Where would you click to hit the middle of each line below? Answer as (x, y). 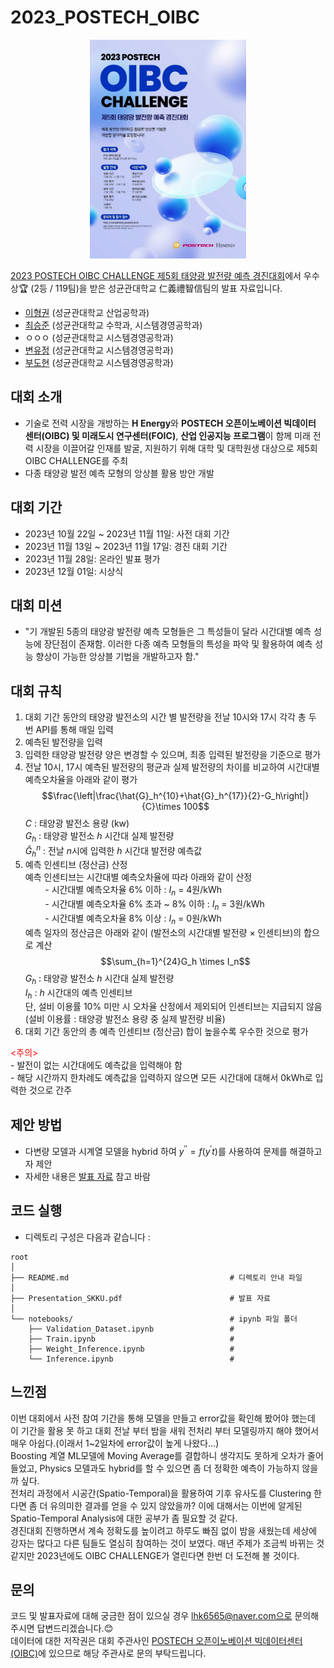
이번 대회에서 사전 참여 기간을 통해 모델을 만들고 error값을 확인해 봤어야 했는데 (163, 1418)
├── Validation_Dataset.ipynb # (131, 1329)
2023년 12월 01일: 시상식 (74, 571)
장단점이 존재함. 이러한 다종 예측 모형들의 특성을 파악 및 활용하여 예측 (178, 644)
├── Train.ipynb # (131, 1339)
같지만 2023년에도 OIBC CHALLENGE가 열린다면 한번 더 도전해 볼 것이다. (155, 1555)
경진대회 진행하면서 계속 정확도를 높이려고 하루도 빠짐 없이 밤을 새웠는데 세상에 (164, 1530)
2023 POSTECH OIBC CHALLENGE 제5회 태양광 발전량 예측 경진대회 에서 (156, 275)
